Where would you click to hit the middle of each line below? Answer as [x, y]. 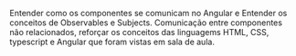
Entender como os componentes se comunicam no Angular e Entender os [148, 13]
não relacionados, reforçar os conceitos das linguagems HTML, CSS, [139, 32]
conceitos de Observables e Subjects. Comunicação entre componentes [146, 23]
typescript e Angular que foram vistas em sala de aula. [112, 42]
